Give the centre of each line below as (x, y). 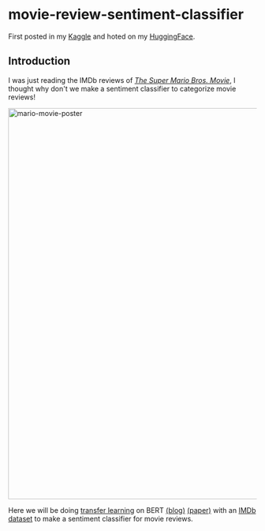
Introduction (39, 61)
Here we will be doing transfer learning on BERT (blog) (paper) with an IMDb (132, 510)
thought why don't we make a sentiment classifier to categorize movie (122, 88)
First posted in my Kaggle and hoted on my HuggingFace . (102, 36)
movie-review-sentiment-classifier (126, 15)
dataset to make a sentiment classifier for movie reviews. (101, 518)
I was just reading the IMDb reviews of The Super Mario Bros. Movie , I (122, 80)
